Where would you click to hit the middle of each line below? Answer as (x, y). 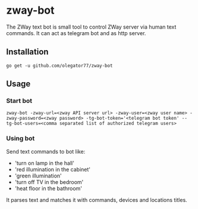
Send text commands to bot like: (46, 151)
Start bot (19, 101)
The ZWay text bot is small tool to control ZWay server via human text (91, 27)
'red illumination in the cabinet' (53, 169)
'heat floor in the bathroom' (48, 188)
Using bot (21, 139)
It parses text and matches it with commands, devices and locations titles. (97, 199)
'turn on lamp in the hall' (44, 163)
